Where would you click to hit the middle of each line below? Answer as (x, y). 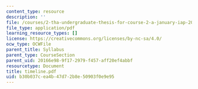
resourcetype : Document (35, 66)
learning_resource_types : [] (42, 33)
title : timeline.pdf (32, 71)
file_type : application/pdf (41, 28)
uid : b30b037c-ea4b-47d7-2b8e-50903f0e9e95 (60, 77)
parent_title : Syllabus (35, 50)
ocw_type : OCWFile (29, 44)
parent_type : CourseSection (41, 55)
